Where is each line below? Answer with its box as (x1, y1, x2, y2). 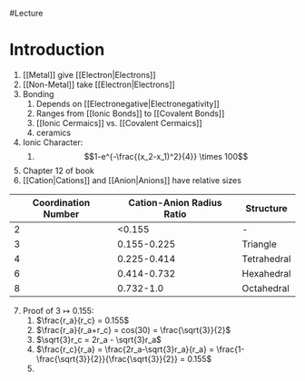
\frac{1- (216, 344, 245, 355)
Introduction (9, 40, 105, 60)
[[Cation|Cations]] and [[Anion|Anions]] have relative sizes (22, 174, 242, 185)
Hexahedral (241, 267, 291, 279)
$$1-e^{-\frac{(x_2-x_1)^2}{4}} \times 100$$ (84, 151, 249, 161)
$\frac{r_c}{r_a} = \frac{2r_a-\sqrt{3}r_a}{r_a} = (35, 344, 215, 355)
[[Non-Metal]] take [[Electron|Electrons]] (22, 79, 175, 90)
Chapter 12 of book (22, 165, 95, 176)
